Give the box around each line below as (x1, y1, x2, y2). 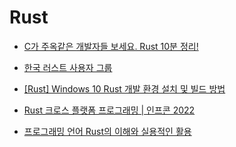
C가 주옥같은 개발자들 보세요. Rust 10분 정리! (23, 40, 199, 52)
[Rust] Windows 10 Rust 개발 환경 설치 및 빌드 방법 (23, 82, 226, 95)
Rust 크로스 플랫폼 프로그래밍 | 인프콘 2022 (23, 104, 196, 116)
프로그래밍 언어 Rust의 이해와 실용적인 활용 (23, 125, 192, 137)
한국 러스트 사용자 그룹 (23, 61, 113, 73)
